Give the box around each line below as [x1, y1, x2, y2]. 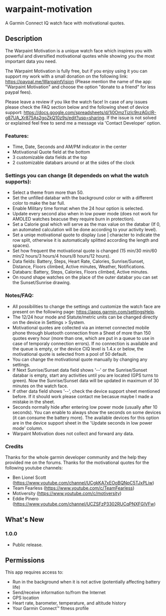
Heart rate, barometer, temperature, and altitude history [12, 600, 127, 606]
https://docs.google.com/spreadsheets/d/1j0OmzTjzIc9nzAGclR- [23, 109, 157, 115]
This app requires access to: [5, 569, 64, 575]
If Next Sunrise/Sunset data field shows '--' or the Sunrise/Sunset [12, 367, 148, 373]
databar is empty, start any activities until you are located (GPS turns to [12, 372, 159, 378]
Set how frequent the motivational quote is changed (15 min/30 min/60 [12, 248, 158, 254]
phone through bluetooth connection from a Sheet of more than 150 [12, 330, 151, 336]
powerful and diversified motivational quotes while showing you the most [5, 53, 155, 59]
